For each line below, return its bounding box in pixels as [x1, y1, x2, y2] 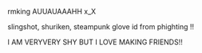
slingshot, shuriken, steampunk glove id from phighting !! [7, 22, 195, 31]
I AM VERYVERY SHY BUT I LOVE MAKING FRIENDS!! [7, 37, 183, 47]
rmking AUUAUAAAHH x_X [7, 7, 97, 16]
